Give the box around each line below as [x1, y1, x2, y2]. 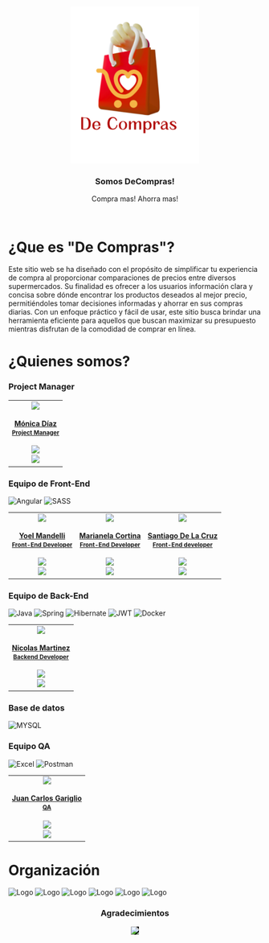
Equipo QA [8, 741, 51, 752]
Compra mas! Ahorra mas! [91, 194, 179, 204]
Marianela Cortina [79, 530, 141, 540]
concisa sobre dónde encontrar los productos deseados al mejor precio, [8, 290, 247, 300]
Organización [8, 861, 100, 879]
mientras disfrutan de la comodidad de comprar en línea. [8, 324, 197, 334]
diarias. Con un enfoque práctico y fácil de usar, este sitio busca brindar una [8, 307, 261, 317]
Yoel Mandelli [18, 530, 66, 540]
